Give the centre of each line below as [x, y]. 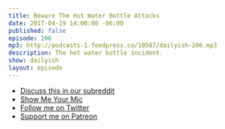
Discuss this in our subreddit [67, 91]
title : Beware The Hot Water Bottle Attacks [84, 16]
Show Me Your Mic [51, 99]
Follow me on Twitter [55, 107]
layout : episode [35, 68]
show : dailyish [34, 61]
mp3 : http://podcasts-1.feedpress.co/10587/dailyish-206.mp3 [113, 46]
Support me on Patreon [59, 116]
